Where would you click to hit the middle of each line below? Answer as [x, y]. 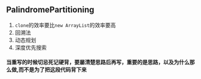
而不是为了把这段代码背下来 [52, 70]
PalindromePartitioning [50, 10]
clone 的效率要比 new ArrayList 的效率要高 [65, 25]
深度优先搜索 [31, 47]
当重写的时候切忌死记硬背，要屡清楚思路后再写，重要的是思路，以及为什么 [98, 62]
